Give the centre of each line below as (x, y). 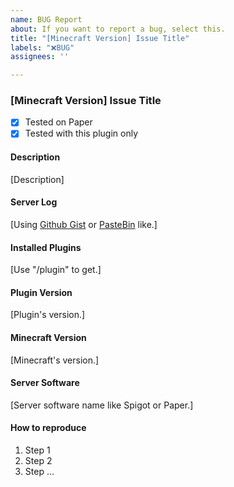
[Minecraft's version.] (55, 360)
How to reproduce (48, 428)
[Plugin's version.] (48, 315)
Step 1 (37, 450)
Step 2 (38, 460)
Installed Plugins (46, 247)
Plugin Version (41, 292)
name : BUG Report (46, 19)
